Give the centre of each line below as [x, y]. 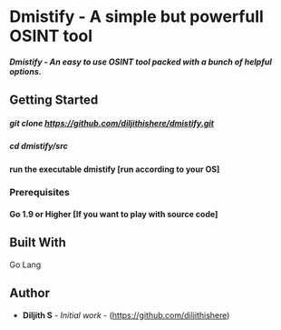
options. [26, 71]
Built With [38, 243]
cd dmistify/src [39, 146]
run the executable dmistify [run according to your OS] [115, 169]
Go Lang [25, 265]
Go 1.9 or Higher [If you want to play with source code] [114, 215]
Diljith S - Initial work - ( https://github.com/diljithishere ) [126, 315]
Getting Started [54, 100]
